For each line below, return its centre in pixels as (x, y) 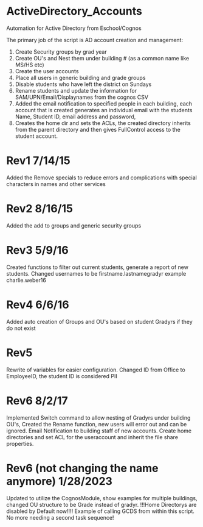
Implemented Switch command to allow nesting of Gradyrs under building (98, 418)
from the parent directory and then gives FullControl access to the (98, 129)
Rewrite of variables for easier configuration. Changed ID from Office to (96, 370)
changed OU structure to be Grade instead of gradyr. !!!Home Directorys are (101, 504)
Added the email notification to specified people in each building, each (104, 103)
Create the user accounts (47, 71)
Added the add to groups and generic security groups (74, 225)
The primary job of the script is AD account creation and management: (95, 40)
